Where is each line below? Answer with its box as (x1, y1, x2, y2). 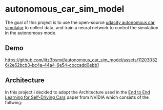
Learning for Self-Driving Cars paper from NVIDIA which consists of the (5, 94, 149, 100)
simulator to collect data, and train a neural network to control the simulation (5, 24, 159, 30)
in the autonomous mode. (5, 30, 57, 36)
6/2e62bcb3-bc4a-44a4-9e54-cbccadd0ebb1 (5, 62, 99, 68)
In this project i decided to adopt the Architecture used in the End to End (5, 89, 150, 95)
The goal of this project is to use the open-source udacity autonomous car (5, 19, 155, 25)
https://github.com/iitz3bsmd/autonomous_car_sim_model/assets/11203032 (5, 57, 158, 63)
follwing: (5, 99, 22, 105)
